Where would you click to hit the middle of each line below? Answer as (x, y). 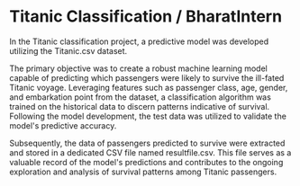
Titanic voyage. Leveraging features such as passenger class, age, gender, (149, 87)
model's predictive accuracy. (63, 125)
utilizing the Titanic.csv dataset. (68, 50)
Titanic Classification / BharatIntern (145, 17)
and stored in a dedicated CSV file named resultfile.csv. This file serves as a (150, 152)
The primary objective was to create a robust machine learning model (138, 68)
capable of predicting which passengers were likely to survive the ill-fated (147, 77)
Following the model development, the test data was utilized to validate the (148, 116)
